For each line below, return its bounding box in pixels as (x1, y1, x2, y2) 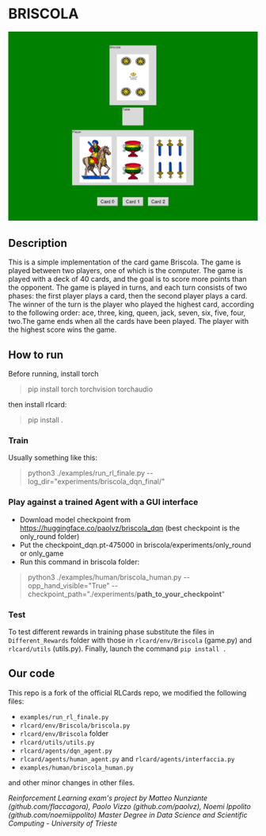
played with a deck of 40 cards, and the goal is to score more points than (8, 275, 247, 284)
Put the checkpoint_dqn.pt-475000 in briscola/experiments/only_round (19, 540, 252, 549)
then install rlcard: (8, 400, 67, 409)
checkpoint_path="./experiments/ (27, 589, 137, 599)
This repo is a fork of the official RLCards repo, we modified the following (8, 688, 247, 697)
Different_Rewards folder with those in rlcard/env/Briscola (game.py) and (8, 635, 252, 645)
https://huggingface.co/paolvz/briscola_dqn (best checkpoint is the (19, 523, 240, 533)
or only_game (19, 549, 64, 558)
